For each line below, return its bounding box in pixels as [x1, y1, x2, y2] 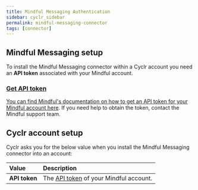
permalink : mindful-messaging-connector [6, 20, 108, 26]
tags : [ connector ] [6, 25, 52, 32]
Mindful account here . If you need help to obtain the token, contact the [6, 104, 180, 111]
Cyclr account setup [6, 127, 83, 138]
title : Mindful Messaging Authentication [6, 8, 111, 15]
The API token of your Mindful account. [43, 174, 153, 182]
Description [43, 164, 77, 173]
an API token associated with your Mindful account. [6, 70, 133, 77]
